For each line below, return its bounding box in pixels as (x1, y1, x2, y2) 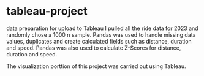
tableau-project (6, 4, 88, 18)
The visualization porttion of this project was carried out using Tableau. (6, 63, 186, 70)
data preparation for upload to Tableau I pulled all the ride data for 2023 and (6, 25, 198, 32)
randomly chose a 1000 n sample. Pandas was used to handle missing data (6, 31, 196, 38)
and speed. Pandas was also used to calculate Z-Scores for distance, (6, 44, 181, 51)
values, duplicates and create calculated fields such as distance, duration (6, 37, 192, 45)
